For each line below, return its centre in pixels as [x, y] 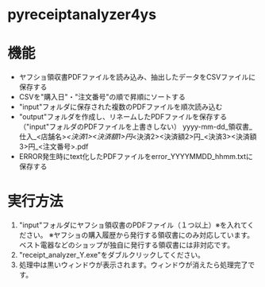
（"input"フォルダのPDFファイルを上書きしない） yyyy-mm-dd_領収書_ [136, 127]
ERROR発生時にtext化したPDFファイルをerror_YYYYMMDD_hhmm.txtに [136, 157]
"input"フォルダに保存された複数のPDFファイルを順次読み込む [121, 107]
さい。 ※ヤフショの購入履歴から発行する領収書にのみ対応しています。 [140, 235]
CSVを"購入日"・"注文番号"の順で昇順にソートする [102, 97]
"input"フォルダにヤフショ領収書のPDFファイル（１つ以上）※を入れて [133, 225]
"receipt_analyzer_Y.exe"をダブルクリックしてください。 [112, 255]
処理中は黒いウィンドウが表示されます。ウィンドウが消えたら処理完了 [133, 265]
